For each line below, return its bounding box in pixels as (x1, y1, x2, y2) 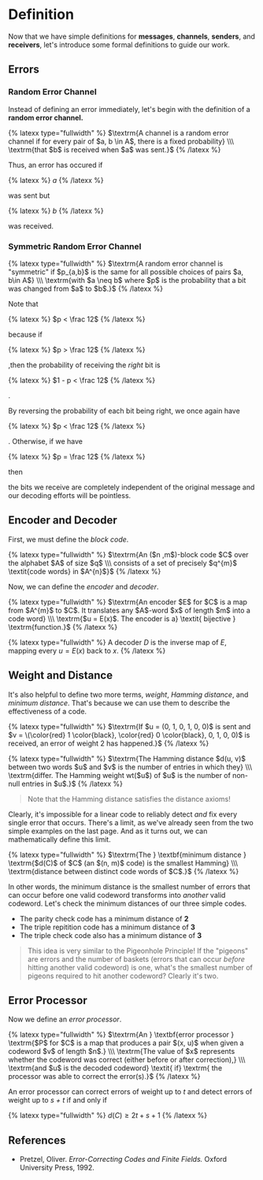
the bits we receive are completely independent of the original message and (8, 482, 255, 492)
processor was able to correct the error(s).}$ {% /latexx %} (8, 1072, 201, 1081)
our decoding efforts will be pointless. (8, 490, 131, 500)
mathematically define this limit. (8, 834, 112, 844)
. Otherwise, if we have (8, 436, 83, 446)
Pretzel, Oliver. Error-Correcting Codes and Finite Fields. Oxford (19, 1155, 227, 1164)
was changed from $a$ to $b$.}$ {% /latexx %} (8, 284, 164, 293)
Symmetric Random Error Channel (8, 240, 142, 251)
